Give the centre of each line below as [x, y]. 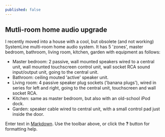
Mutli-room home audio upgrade [56, 30]
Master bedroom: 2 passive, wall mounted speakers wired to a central [83, 62]
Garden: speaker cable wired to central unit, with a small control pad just [86, 109]
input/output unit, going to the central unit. [55, 72]
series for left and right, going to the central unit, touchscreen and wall [84, 88]
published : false [23, 10]
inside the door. [28, 114]
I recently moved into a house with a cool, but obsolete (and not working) [80, 42]
